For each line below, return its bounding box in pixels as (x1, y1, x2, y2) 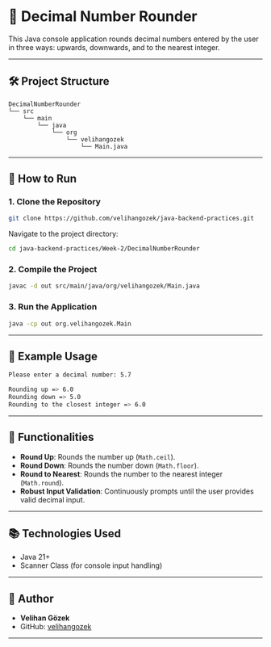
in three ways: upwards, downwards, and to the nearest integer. (8, 42, 220, 52)
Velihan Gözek (19, 613, 70, 623)
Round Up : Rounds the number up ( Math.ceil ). (19, 452, 176, 461)
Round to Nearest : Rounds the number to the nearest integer (19, 468, 223, 479)
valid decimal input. (19, 494, 85, 504)
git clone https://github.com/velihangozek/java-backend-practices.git (8, 214, 254, 223)
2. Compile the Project (8, 264, 98, 275)
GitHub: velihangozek (19, 622, 92, 632)
